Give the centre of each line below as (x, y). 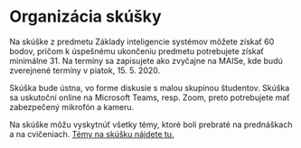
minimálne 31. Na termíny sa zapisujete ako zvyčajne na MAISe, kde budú (146, 60)
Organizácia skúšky (85, 17)
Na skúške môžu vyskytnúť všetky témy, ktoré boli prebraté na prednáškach (151, 125)
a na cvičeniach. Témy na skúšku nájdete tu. (92, 134)
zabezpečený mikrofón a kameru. (72, 106)
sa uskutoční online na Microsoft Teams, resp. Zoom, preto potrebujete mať (150, 97)
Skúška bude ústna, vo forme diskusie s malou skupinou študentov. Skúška (150, 88)
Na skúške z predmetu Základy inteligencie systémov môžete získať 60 (142, 42)
